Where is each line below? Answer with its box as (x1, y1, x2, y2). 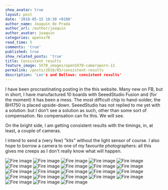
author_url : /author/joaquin (5, 26, 66, 31)
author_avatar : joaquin (5, 30, 55, 35)
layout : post (5, 12, 32, 17)
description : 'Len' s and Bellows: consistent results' (5, 72, 122, 77)
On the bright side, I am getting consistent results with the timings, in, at (5, 122, 153, 128)
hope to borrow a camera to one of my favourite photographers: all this (5, 142, 151, 148)
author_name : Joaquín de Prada (5, 21, 70, 26)
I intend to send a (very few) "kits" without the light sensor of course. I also (5, 137, 160, 143)
